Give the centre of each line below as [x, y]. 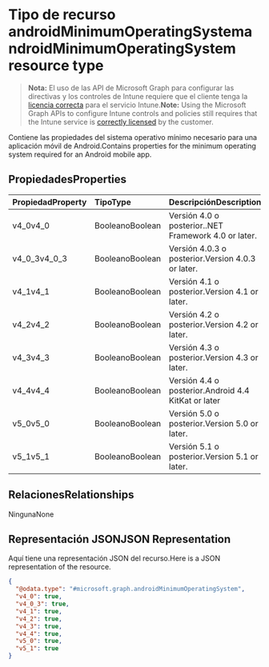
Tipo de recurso [62, 15]
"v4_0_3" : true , [42, 604]
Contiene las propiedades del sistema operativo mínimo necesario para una [133, 137]
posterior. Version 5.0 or [213, 423]
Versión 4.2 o [194, 314]
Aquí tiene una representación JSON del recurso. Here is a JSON [114, 558]
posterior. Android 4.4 [209, 390]
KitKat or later [195, 400]
